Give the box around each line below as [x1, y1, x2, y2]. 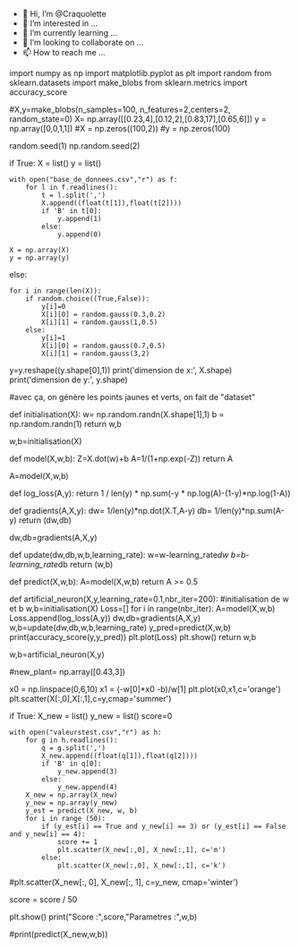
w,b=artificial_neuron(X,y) [9, 649, 105, 660]
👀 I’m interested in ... [21, 18, 98, 29]
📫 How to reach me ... [21, 47, 106, 57]
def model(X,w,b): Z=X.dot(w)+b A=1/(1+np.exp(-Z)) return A [9, 453, 234, 464]
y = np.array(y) [9, 253, 70, 262]
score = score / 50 [9, 894, 78, 904]
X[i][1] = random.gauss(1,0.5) [41, 318, 158, 327]
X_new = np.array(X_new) [25, 790, 118, 799]
